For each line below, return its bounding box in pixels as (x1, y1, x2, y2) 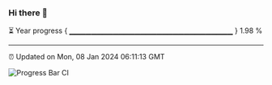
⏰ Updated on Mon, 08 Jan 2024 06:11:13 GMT (8, 52, 165, 62)
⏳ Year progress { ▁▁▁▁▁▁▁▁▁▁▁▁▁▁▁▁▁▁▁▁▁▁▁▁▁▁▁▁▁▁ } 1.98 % (8, 26, 263, 35)
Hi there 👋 (8, 7, 49, 18)
